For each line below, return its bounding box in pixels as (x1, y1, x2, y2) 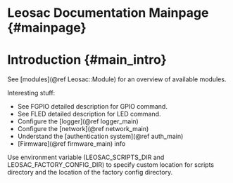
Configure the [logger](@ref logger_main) (17, 117, 139, 126)
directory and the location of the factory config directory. (7, 168, 173, 177)
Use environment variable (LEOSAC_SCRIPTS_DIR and (7, 153, 165, 162)
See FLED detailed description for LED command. (17, 110, 161, 118)
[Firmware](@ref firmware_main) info (17, 140, 126, 148)
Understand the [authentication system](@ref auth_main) (17, 132, 184, 141)
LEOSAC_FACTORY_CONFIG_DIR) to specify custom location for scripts (7, 161, 215, 169)
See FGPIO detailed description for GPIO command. (17, 102, 168, 111)
